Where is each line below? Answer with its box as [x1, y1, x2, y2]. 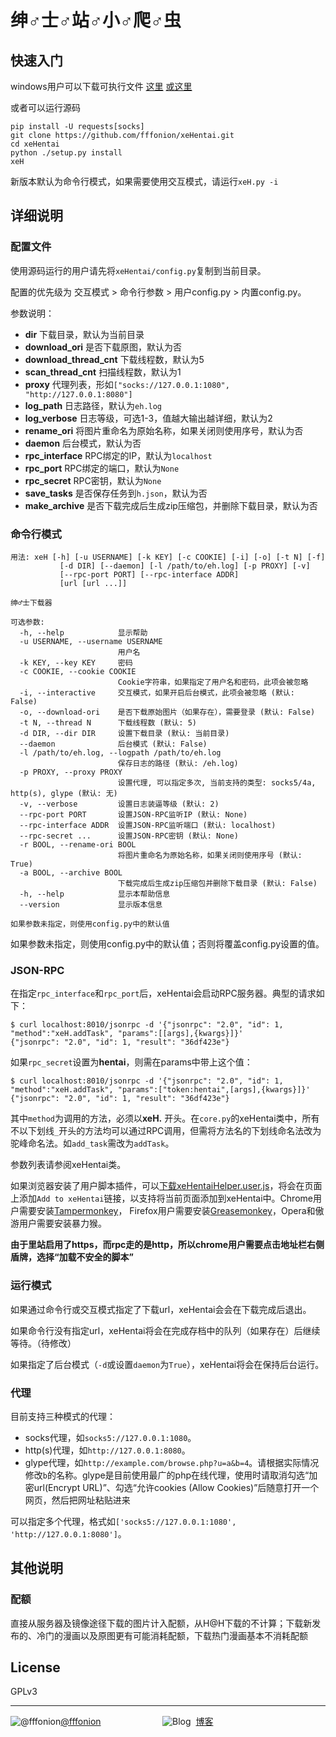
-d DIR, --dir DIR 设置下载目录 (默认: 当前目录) [19, 728, 230, 738]
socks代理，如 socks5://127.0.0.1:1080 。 [24, 1431, 197, 1443]
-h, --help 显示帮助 [19, 627, 148, 638]
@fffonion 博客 [60, 1716, 214, 1728]
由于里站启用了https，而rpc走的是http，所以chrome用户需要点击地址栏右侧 [10, 1239, 325, 1251]
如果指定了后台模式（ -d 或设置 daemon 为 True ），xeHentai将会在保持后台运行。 [10, 1358, 325, 1370]
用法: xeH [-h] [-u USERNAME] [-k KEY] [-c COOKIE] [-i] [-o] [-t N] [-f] [10, 552, 326, 562]
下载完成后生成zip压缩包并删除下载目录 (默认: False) [117, 878, 318, 888]
